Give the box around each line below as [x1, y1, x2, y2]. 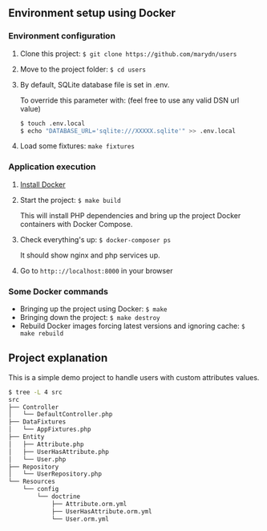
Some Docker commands [8, 286, 108, 297]
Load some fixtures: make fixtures [19, 141, 135, 151]
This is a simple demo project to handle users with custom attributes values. [8, 372, 260, 382]
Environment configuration [8, 30, 116, 42]
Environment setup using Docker [8, 6, 176, 20]
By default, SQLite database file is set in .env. [19, 79, 170, 89]
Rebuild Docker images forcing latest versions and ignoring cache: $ [19, 321, 246, 331]
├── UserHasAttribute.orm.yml [51, 507, 152, 516]
